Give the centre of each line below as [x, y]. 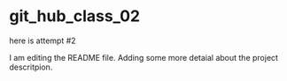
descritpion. [31, 67]
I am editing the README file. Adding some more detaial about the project [144, 57]
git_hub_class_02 [74, 16]
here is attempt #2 [43, 40]
